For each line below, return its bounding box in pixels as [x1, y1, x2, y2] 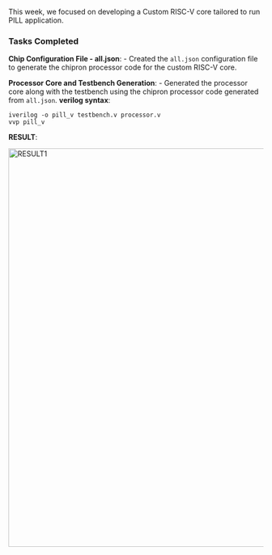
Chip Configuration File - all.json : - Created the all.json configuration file [8, 54, 258, 64]
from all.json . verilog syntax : [8, 95, 111, 105]
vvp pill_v [8, 118, 45, 126]
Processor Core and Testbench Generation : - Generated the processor [8, 78, 249, 88]
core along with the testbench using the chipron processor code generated [8, 87, 259, 96]
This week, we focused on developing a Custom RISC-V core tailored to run [8, 7, 261, 16]
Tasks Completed [8, 36, 79, 47]
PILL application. [8, 15, 64, 25]
